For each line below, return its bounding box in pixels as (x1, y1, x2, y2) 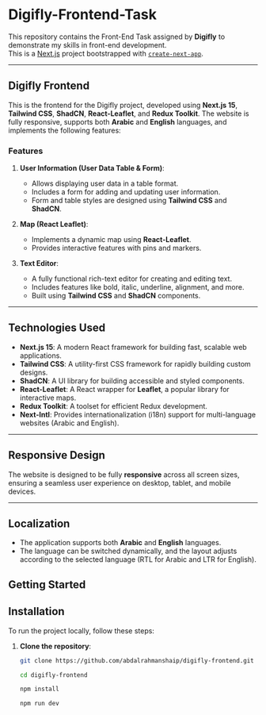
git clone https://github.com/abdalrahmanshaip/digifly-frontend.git (19, 656, 255, 664)
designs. (19, 367, 48, 377)
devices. (8, 486, 36, 496)
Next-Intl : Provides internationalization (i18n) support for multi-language (19, 409, 256, 419)
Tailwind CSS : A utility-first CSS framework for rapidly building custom (19, 359, 251, 368)
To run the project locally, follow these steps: (8, 625, 154, 636)
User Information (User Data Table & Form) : (19, 163, 165, 173)
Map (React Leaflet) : (19, 220, 89, 229)
